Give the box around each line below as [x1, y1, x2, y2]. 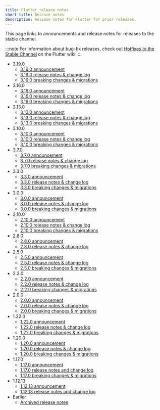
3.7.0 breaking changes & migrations [20, 163, 96, 169]
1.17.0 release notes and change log [20, 367, 94, 373]
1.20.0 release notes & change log [20, 346, 91, 352]
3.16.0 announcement [20, 88, 65, 94]
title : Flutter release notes [5, 7, 69, 13]
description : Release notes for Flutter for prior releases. [5, 17, 137, 22]
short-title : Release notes [5, 12, 65, 17]
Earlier [12, 394, 26, 400]
